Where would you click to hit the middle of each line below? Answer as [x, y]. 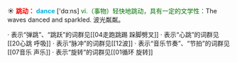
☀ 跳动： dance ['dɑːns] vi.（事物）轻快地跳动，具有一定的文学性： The [112, 11]
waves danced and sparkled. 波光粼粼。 [66, 20]
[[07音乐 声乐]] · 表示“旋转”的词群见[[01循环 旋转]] [80, 52]
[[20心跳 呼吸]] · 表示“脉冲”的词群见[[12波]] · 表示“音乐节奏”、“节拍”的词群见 [119, 43]
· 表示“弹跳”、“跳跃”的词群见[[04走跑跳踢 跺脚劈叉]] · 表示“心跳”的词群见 [114, 35]
